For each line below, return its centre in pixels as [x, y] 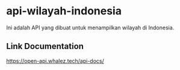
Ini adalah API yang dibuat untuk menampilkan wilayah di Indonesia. [90, 28]
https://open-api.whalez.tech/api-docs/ [55, 60]
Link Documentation [45, 46]
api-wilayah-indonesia [64, 11]
